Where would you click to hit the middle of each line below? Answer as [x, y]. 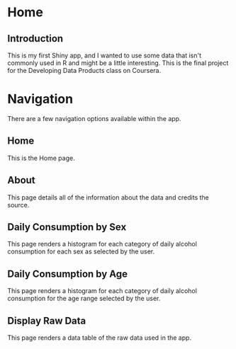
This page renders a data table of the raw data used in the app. [100, 338]
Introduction [35, 39]
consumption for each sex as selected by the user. [81, 251]
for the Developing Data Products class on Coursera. [84, 70]
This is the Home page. [41, 158]
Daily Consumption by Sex [67, 227]
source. [18, 205]
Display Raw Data [47, 320]
